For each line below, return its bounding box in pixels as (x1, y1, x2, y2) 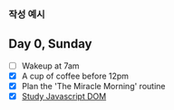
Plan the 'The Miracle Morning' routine (21, 80, 166, 91)
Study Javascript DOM (21, 90, 107, 101)
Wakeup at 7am (21, 60, 80, 71)
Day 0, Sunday (8, 36, 92, 51)
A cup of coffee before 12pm (21, 70, 129, 81)
